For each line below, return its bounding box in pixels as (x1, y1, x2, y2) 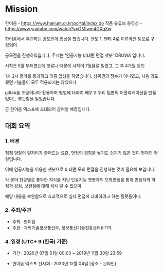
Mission (5, 3, 38, 15)
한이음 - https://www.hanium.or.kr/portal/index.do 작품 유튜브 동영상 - (5, 20, 142, 26)
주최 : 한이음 (12, 219, 36, 225)
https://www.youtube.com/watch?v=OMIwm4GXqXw (5, 25, 112, 31)
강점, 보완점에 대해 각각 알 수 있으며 (14, 182, 82, 189)
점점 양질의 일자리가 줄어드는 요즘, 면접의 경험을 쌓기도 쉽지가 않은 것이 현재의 (5, 150, 153, 156)
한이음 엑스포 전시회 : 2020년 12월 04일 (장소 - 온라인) (12, 261, 117, 267)
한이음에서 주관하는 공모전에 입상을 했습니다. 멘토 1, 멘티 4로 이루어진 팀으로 (5, 36, 150, 42)
